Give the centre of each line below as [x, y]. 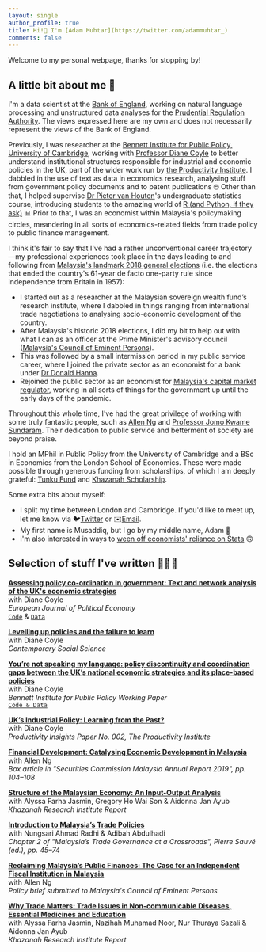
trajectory [236, 248]
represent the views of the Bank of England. [80, 129]
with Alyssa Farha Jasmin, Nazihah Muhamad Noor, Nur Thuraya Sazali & [127, 923]
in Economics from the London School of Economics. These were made [125, 463]
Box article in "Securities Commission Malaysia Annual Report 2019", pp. [127, 768]
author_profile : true [44, 23]
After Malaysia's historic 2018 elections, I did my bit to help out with [130, 331]
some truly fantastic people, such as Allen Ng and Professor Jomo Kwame [129, 422]
